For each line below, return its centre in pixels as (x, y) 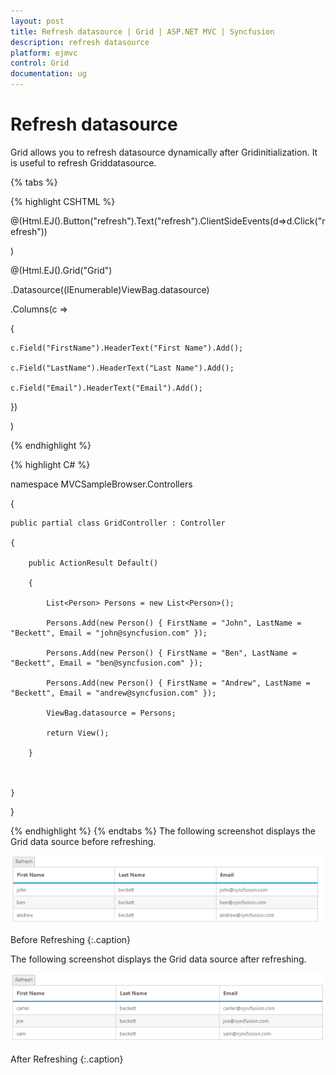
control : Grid (40, 63)
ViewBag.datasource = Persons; (111, 713)
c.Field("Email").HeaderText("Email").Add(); (106, 388)
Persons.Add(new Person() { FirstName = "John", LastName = (174, 623)
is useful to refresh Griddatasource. (83, 162)
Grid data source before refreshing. (83, 841)
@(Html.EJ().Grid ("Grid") (61, 270)
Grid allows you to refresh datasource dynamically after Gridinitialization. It (164, 152)
